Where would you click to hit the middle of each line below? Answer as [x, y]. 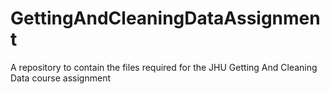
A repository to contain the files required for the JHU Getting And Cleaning [164, 67]
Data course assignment [61, 78]
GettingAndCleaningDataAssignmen [165, 18]
